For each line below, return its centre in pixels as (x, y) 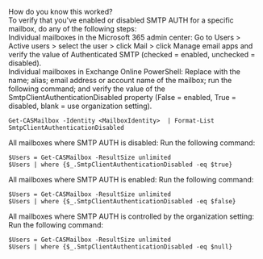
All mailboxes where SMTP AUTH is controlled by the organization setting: (131, 216)
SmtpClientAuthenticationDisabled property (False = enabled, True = (122, 97)
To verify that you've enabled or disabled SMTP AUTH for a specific (121, 20)
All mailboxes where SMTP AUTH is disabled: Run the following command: (132, 143)
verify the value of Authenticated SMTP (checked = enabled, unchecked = (132, 54)
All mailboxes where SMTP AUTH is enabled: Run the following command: (131, 180)
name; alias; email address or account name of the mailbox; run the (120, 80)
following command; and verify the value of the (87, 89)
